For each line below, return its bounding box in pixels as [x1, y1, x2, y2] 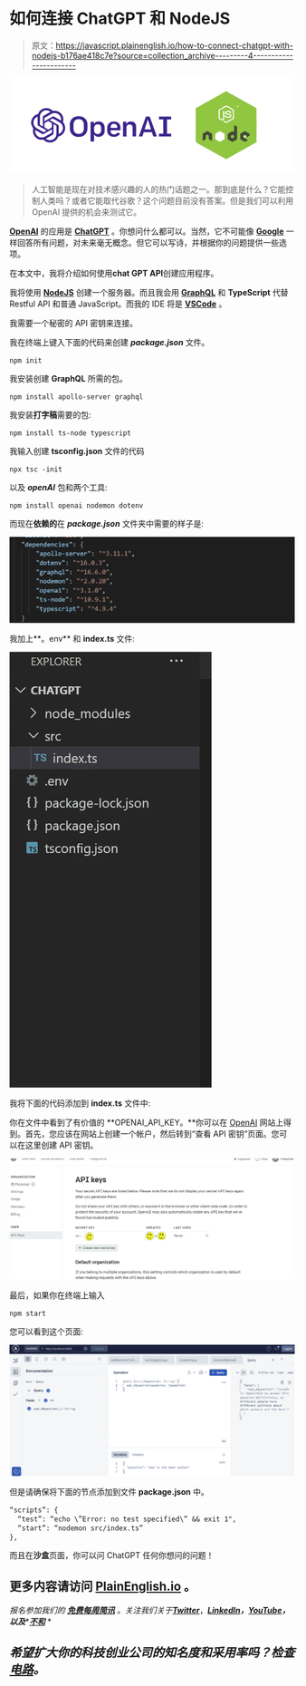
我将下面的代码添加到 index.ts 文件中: [9, 1098, 151, 1109]
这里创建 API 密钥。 [24, 1139, 99, 1151]
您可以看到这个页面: [9, 1326, 84, 1337]
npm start [9, 1309, 47, 1319]
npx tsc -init [9, 464, 63, 474]
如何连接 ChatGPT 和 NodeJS [9, 8, 231, 29]
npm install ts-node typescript [9, 428, 131, 438]
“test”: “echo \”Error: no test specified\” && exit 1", [17, 1515, 237, 1524]
